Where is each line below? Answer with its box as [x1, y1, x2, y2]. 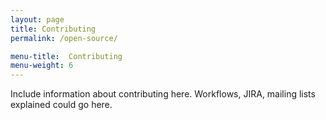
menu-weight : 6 [10, 61, 74, 71]
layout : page [10, 14, 65, 25]
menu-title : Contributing [10, 51, 123, 61]
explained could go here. [10, 99, 113, 111]
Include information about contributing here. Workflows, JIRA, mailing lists [10, 88, 316, 100]
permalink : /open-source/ [10, 33, 118, 43]
